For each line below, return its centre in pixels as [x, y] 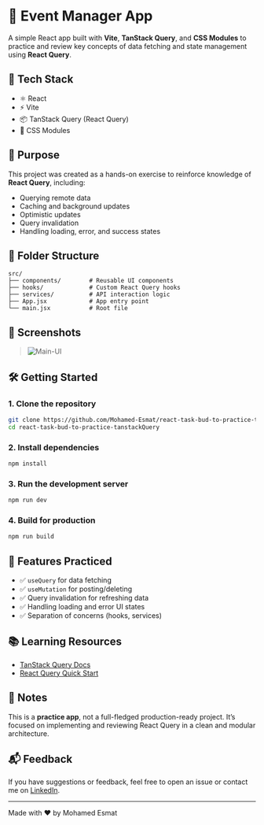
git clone [24, 420]
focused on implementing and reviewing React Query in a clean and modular [132, 725]
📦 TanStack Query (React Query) [74, 119]
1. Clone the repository [52, 403]
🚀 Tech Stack [41, 79]
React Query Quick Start [59, 673]
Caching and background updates [75, 206]
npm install [27, 464]
